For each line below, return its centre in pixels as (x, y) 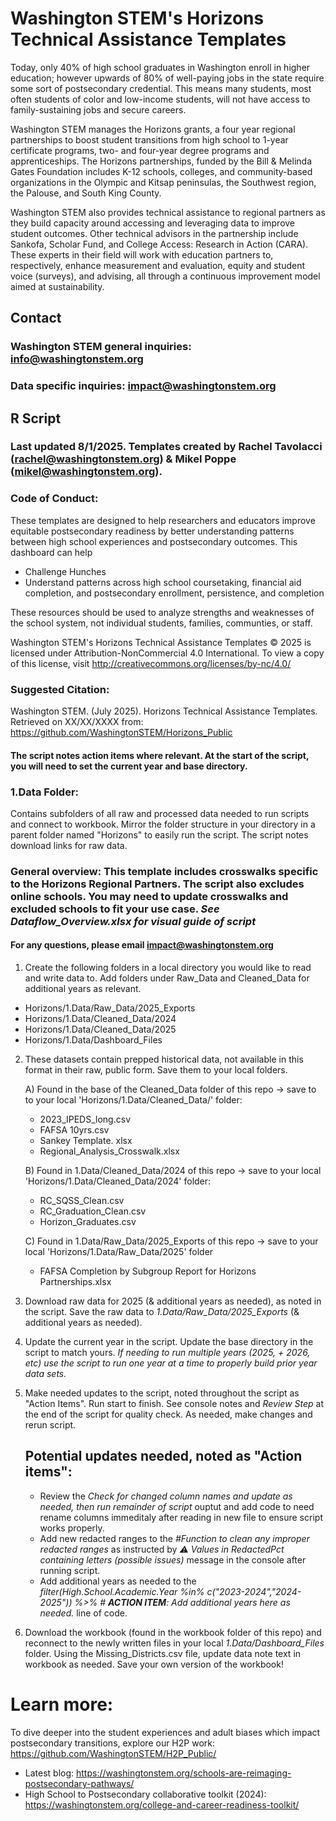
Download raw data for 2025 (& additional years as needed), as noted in (173, 1301)
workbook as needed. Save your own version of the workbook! (154, 1664)
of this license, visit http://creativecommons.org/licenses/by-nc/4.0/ (151, 663)
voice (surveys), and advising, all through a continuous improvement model (165, 276)
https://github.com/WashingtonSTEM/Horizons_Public (121, 733)
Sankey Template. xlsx (86, 1141)
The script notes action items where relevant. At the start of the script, (160, 755)
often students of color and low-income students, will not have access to (160, 99)
